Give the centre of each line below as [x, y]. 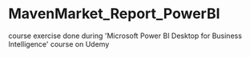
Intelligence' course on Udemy [59, 44]
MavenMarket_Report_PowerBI [114, 14]
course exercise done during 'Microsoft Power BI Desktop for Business [125, 36]
